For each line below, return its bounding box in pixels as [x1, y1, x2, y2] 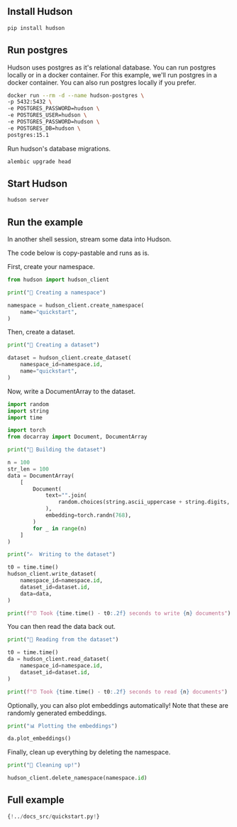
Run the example [7, 216, 84, 228]
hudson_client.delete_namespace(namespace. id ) [7, 774, 148, 782]
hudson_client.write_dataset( [7, 571, 97, 578]
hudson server [7, 197, 50, 204]
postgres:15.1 [7, 131, 50, 138]
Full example [7, 794, 65, 806]
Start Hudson [7, 177, 68, 190]
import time [7, 414, 43, 421]
